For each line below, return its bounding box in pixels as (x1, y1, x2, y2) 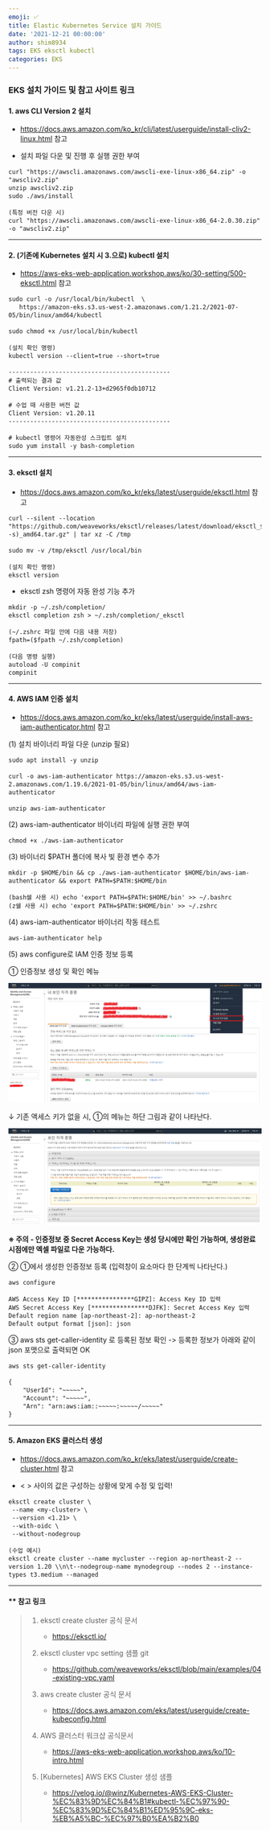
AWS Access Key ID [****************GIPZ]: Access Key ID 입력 (8, 1295, 221, 1303)
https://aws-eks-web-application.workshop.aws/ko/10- (51, 1747, 235, 1757)
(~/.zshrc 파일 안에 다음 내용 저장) (8, 627, 118, 636)
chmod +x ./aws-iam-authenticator (8, 837, 125, 845)
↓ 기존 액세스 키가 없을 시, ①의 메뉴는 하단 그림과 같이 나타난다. (8, 1112, 212, 1121)
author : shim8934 (8, 39, 67, 47)
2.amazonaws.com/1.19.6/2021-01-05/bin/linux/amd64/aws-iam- (8, 780, 218, 788)
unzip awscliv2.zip (8, 184, 74, 192)
